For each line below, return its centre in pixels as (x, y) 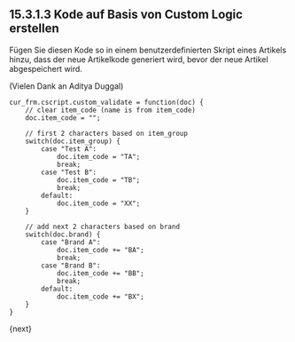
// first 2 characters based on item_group (107, 133)
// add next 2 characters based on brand (102, 227)
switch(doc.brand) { (63, 235)
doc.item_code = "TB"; (98, 180)
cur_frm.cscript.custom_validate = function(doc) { (106, 102)
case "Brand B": (71, 266)
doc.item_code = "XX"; (98, 203)
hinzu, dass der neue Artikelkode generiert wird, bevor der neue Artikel (139, 59)
